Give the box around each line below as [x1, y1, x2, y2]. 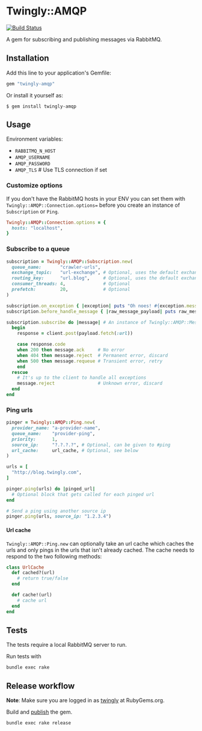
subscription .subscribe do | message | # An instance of [6, 319, 147, 325]
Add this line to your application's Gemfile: [6, 69, 111, 76]
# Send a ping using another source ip [6, 508, 106, 514]
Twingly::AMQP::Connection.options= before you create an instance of [6, 201, 180, 209]
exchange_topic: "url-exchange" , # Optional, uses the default [11, 269, 179, 276]
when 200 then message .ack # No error [17, 347, 125, 353]
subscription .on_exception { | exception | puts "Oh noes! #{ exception [6, 302, 185, 309]
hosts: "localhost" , [11, 225, 63, 231]
